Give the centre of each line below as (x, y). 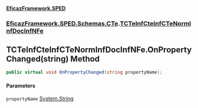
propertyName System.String (40, 99)
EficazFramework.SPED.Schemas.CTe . (63, 23)
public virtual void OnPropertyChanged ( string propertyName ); (84, 72)
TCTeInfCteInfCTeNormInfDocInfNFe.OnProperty (99, 50)
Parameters (21, 86)
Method (85, 59)
